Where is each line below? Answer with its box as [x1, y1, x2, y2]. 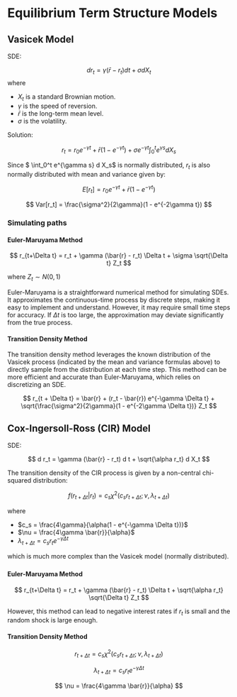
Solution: [7, 130, 33, 139]
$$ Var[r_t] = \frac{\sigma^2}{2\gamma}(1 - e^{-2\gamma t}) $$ [25, 200, 212, 209]
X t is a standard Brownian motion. [17, 92, 116, 102]
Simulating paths [7, 218, 67, 228]
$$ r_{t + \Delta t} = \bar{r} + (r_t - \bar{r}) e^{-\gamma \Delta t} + [23, 394, 215, 402]
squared [7, 476, 32, 485]
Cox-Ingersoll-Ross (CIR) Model [7, 422, 151, 434]
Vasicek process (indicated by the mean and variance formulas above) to [7, 358, 221, 366]
